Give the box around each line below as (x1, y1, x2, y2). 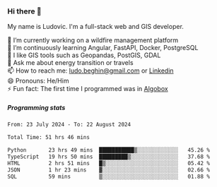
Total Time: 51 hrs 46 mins (7, 134, 90, 141)
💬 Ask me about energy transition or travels (7, 59, 134, 67)
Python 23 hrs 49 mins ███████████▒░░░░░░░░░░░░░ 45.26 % (7, 147, 211, 154)
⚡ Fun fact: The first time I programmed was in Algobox (7, 85, 168, 93)
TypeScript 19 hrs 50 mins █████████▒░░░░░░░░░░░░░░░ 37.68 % (7, 153, 211, 160)
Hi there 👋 (7, 6, 42, 16)
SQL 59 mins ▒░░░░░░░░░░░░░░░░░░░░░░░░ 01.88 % (7, 173, 211, 180)
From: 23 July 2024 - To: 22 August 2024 (7, 121, 131, 128)
